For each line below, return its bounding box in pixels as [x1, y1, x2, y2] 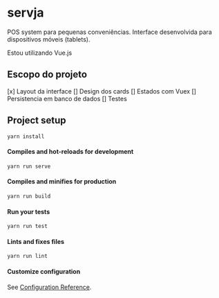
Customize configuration [7, 267, 81, 275]
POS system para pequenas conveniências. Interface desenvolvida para [7, 28, 212, 36]
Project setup [7, 114, 67, 126]
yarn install [7, 133, 45, 140]
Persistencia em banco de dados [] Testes [7, 94, 128, 103]
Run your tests [7, 207, 50, 216]
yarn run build [7, 193, 51, 200]
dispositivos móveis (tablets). [7, 35, 91, 43]
